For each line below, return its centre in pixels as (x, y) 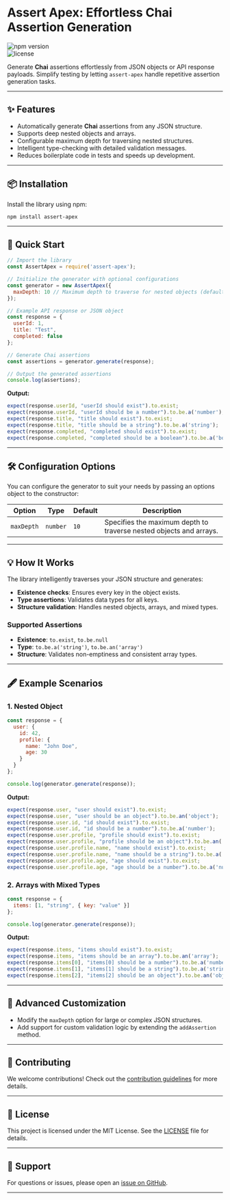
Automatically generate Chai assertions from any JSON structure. (110, 126)
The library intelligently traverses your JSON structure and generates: (105, 579)
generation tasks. (31, 81)
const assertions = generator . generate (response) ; (81, 361)
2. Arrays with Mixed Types (54, 885)
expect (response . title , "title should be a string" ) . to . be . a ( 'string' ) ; (113, 425)
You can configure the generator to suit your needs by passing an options (111, 486)
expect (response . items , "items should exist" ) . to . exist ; (90, 950)
